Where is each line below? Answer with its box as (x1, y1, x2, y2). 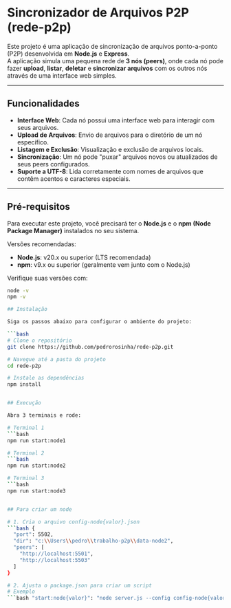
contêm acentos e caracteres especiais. (16, 174, 131, 183)
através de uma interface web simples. (7, 71, 117, 80)
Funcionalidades (7, 98, 80, 109)
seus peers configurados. (16, 160, 91, 168)
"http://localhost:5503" (19, 556, 91, 563)
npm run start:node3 (7, 487, 67, 495)
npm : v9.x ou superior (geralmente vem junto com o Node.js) (16, 260, 190, 269)
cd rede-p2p (7, 362, 41, 369)
